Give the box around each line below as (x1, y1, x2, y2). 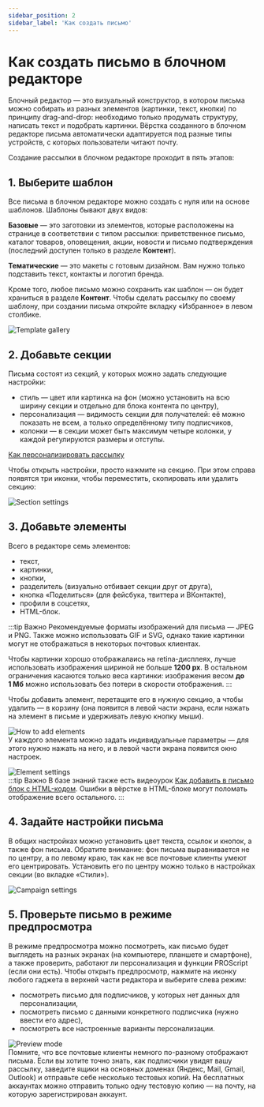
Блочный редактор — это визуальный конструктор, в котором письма (8, 96, 246, 105)
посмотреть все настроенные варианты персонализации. (19, 1023, 215, 1033)
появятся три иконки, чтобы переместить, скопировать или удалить (8, 474, 239, 483)
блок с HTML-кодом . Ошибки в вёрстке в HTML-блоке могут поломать (8, 783, 248, 794)
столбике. (8, 310, 42, 320)
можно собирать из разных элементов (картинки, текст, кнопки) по (8, 104, 237, 114)
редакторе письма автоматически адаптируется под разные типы (8, 129, 232, 139)
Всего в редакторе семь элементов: (8, 541, 132, 550)
